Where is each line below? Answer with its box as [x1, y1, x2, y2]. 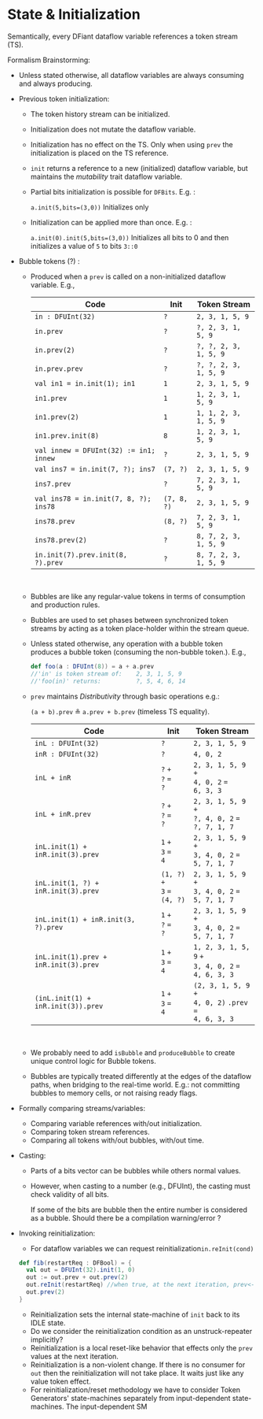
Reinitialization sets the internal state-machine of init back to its [30, 1310, 240, 1319]
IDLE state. [30, 1317, 66, 1328]
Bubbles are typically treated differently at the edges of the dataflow [30, 1071, 252, 1080]
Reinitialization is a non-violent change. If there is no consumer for [30, 1360, 246, 1369]
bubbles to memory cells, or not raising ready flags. [30, 1088, 198, 1098]
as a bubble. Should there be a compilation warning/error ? [30, 1213, 221, 1222]
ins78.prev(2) [34, 535, 87, 544]
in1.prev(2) [34, 412, 79, 421]
